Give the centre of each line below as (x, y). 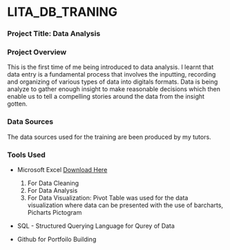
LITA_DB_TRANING (63, 12)
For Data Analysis (52, 190)
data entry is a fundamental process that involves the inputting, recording (112, 75)
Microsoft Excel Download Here (62, 170)
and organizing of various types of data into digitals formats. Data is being (113, 82)
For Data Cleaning (53, 183)
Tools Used (27, 155)
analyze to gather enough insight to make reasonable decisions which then (114, 89)
